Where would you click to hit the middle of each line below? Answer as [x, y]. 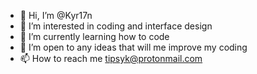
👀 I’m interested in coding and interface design [116, 26]
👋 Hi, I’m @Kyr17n [56, 15]
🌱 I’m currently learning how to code [94, 36]
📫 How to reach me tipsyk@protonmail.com [111, 58]
